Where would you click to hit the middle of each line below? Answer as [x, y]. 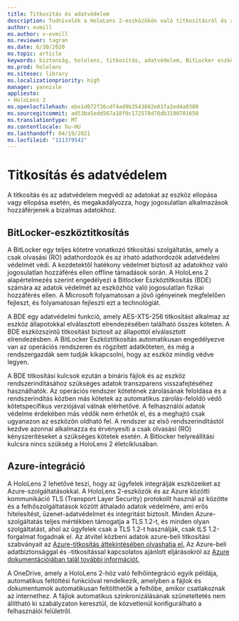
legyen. [18, 362]
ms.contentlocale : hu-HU [44, 127]
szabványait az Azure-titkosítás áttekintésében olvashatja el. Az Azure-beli [117, 544]
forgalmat [21, 536]
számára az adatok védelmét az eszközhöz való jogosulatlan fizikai [106, 287]
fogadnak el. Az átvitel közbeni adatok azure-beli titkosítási [123, 536]
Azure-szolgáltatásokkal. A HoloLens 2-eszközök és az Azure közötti [108, 491]
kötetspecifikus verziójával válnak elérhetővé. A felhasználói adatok [106, 406]
